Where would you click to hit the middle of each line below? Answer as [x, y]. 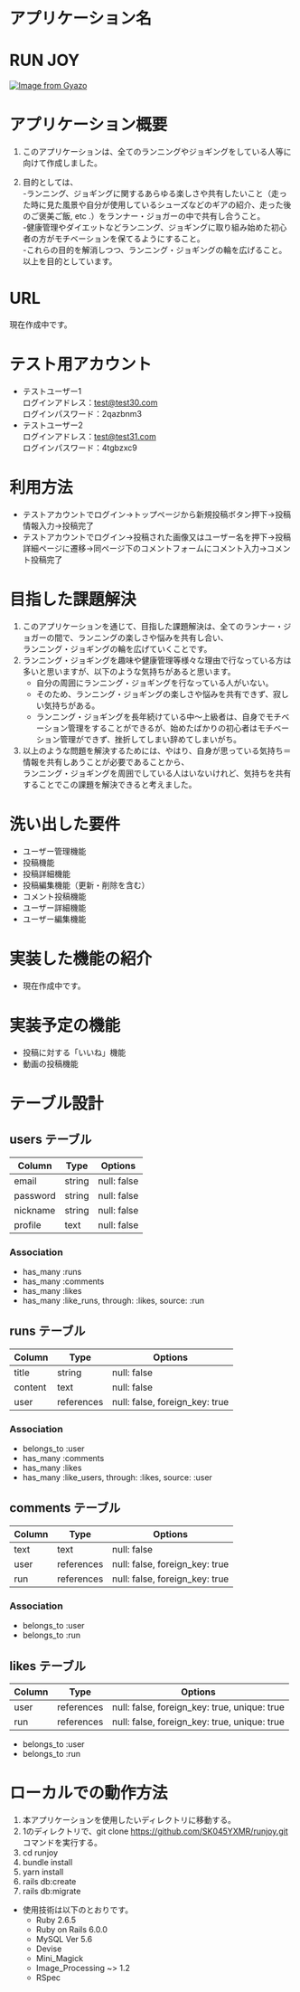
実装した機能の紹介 [81, 958]
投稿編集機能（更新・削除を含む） [86, 885]
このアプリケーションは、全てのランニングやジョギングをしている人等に [157, 152]
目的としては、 [50, 183]
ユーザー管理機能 [54, 851]
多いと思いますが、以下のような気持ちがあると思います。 [129, 671]
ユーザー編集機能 [54, 919]
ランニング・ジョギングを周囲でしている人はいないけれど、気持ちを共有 [157, 773]
